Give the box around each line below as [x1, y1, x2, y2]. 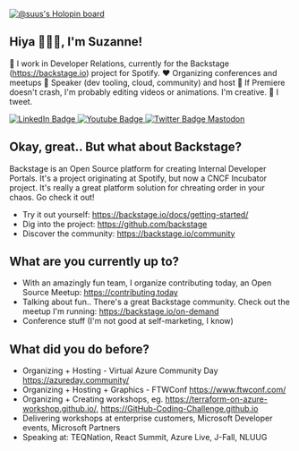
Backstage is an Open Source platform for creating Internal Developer [9, 163, 267, 174]
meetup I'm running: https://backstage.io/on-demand [21, 306, 219, 317]
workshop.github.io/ [21, 404, 97, 414]
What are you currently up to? [9, 254, 180, 269]
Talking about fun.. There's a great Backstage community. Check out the [21, 296, 291, 308]
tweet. [9, 96, 33, 106]
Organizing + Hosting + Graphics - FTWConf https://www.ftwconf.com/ [21, 385, 286, 396]
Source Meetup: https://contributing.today [21, 287, 179, 298]
